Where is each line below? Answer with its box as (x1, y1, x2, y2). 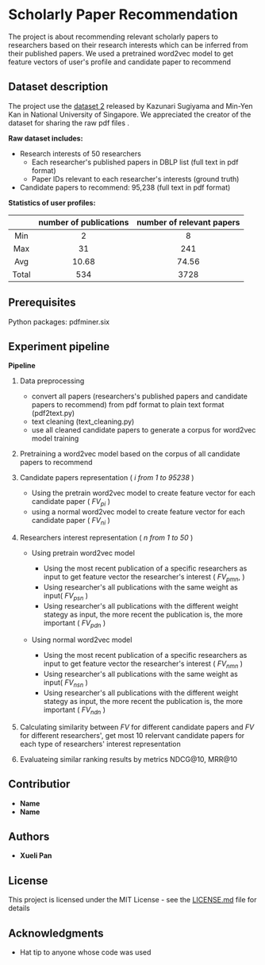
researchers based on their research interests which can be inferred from (8, 40, 248, 49)
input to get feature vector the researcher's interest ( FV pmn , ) (43, 571, 245, 583)
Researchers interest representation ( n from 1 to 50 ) (19, 532, 194, 542)
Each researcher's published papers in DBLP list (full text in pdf (31, 157, 239, 167)
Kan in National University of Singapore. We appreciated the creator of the (8, 110, 252, 119)
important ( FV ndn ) (43, 705, 106, 716)
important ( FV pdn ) (43, 617, 106, 629)
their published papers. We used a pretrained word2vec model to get (8, 48, 234, 58)
